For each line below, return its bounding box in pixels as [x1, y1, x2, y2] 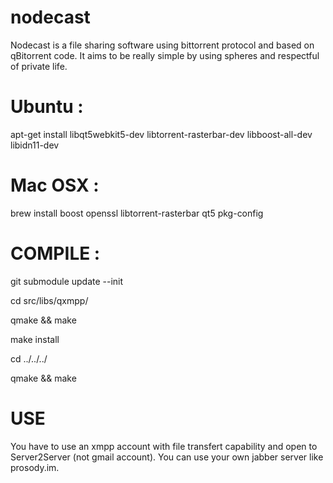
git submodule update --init [10, 275, 124, 287]
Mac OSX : [10, 174, 100, 197]
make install [10, 333, 60, 345]
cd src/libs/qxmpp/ [10, 294, 89, 306]
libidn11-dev [10, 139, 60, 151]
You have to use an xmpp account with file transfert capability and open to [10, 440, 318, 452]
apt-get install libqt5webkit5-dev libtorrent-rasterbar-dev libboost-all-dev [10, 128, 313, 140]
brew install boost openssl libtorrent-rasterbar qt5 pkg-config [10, 207, 264, 219]
